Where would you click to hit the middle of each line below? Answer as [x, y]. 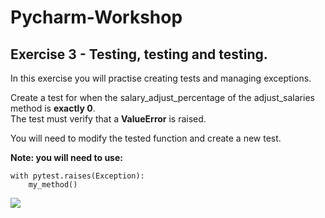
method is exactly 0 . [53, 108]
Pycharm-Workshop [96, 17]
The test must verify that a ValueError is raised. [108, 119]
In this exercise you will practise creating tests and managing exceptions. [161, 78]
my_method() [53, 185]
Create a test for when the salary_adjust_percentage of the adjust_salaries [162, 97]
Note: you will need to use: [66, 157]
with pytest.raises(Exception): [77, 176]
